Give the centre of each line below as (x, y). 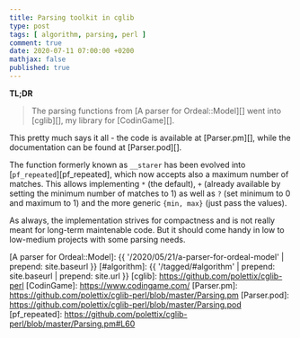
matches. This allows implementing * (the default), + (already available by (145, 183)
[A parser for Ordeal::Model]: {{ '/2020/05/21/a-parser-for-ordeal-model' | (147, 256)
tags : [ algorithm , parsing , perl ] (78, 34)
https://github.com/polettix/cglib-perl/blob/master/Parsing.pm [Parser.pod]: (150, 295)
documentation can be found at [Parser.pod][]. (96, 147)
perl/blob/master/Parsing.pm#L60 (72, 324)
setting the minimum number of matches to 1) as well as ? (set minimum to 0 (150, 193)
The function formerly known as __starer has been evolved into (128, 165)
